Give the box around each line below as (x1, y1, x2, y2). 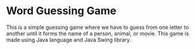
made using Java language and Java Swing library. (6, 36, 131, 43)
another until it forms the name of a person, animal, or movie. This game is (6, 30, 189, 37)
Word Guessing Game (6, 4, 117, 18)
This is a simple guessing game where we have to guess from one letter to (6, 24, 189, 31)
